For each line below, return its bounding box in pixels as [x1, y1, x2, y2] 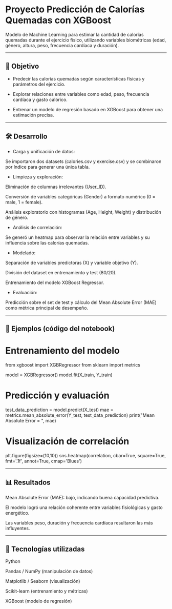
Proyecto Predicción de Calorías [5, 4, 145, 15]
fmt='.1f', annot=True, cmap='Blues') [5, 458, 82, 464]
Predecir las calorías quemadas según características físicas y [12, 75, 145, 82]
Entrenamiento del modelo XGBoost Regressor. [5, 279, 104, 286]
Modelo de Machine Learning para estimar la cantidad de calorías [5, 31, 144, 37]
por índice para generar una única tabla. [5, 164, 90, 170]
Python [5, 558, 20, 564]
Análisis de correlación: [12, 224, 62, 230]
